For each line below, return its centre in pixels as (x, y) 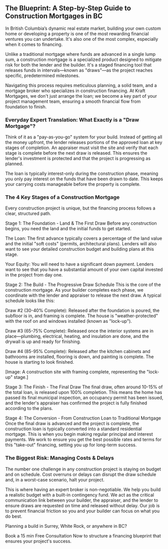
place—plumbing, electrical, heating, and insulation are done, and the (77, 336)
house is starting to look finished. (40, 362)
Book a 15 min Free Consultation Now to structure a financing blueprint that (83, 535)
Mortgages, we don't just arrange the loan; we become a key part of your (81, 96)
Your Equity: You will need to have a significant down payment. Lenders (79, 264)
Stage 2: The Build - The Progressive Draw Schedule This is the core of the (83, 285)
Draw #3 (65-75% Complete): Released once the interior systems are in (79, 331)
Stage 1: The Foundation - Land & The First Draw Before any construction (81, 223)
